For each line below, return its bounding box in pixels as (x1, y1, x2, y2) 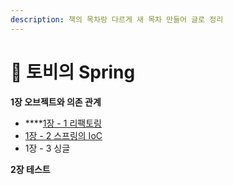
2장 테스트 (10, 163, 51, 175)
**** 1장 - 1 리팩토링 (24, 117, 102, 129)
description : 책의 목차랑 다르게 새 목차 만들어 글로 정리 (10, 14, 224, 25)
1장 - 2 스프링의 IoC (24, 129, 103, 141)
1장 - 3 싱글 (24, 142, 71, 154)
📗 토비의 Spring (10, 61, 136, 83)
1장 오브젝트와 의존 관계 (10, 96, 102, 108)
